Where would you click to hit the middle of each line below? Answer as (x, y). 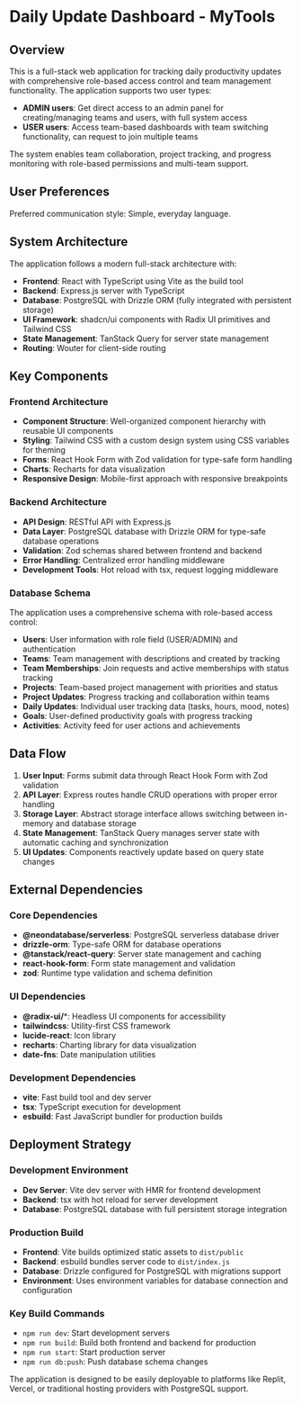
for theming (44, 450)
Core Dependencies (54, 915)
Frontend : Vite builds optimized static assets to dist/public (133, 1252)
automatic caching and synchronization (95, 842)
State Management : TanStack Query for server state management (146, 338)
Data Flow (38, 754)
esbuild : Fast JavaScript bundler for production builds (122, 1116)
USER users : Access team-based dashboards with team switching (145, 127)
